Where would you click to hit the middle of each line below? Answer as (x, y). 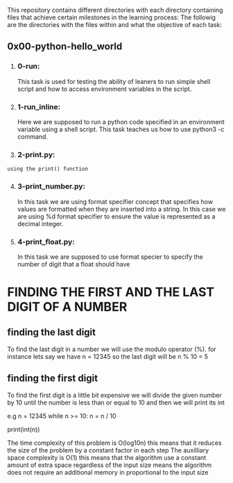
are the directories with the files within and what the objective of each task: (115, 25)
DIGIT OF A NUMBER (67, 307)
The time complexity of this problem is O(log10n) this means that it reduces (114, 443)
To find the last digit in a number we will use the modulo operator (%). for (112, 349)
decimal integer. (40, 223)
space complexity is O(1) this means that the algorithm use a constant (107, 457)
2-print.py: (36, 154)
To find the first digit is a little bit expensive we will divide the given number (114, 395)
